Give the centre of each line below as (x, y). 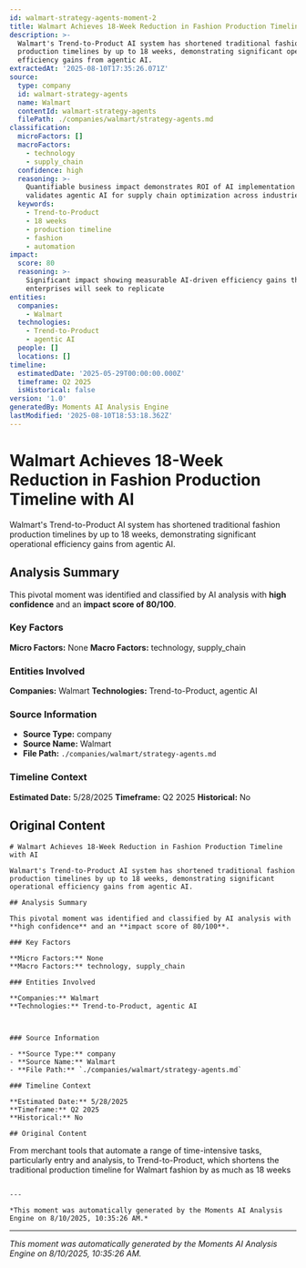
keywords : (36, 204)
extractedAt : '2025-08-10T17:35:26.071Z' (89, 69)
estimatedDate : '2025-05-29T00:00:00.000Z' (101, 373)
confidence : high (51, 170)
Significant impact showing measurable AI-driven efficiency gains (156, 280)
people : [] (38, 348)
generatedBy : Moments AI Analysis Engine (89, 407)
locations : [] (44, 356)
